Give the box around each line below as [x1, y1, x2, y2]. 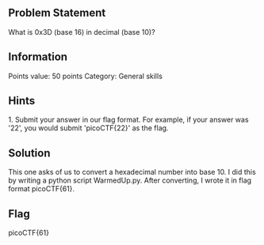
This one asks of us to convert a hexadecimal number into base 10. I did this [8, 168, 256, 177]
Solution [8, 146, 51, 160]
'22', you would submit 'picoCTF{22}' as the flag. [8, 123, 169, 133]
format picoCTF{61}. [8, 184, 75, 194]
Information [8, 51, 68, 64]
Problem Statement [8, 6, 106, 20]
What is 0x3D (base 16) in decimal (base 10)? [8, 27, 156, 36]
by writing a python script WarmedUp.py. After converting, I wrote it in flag [8, 175, 252, 185]
